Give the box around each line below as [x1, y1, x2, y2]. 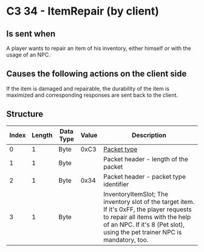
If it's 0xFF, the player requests [103, 205, 192, 214]
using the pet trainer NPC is [103, 228, 182, 236]
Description [131, 131, 167, 139]
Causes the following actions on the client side [6, 69, 187, 79]
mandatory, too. [103, 236, 149, 244]
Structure [6, 109, 44, 119]
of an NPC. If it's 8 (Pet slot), [103, 220, 185, 229]
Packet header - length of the [103, 155, 188, 163]
